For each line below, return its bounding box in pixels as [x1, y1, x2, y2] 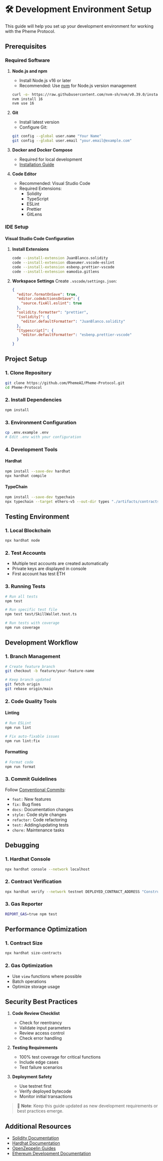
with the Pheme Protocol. [5, 28, 56, 34]
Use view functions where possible [12, 973, 82, 979]
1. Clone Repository [5, 369, 52, 376]
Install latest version [19, 119, 60, 125]
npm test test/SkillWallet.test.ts [5, 612, 77, 617]
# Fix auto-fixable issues [5, 734, 60, 739]
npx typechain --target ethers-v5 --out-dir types [5, 499, 110, 504]
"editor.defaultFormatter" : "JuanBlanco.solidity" [21, 319, 126, 324]
